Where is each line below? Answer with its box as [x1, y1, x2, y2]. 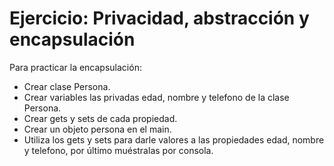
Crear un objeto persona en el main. [23, 123, 172, 135]
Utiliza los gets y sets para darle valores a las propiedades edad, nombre [23, 133, 325, 146]
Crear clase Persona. [23, 80, 111, 92]
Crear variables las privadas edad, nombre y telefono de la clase [23, 91, 290, 103]
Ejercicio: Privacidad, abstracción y [9, 7, 310, 30]
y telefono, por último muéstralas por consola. [23, 144, 214, 156]
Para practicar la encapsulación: [9, 61, 142, 73]
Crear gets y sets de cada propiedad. [23, 112, 178, 124]
